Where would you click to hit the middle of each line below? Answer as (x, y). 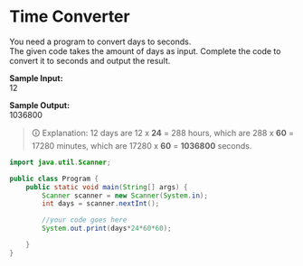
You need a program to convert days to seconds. (100, 41)
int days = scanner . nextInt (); (101, 204)
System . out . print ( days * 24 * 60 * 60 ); (107, 229)
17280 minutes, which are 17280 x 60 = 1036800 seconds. (142, 145)
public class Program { (54, 179)
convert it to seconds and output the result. (90, 60)
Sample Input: (36, 78)
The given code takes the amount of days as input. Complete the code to (145, 50)
